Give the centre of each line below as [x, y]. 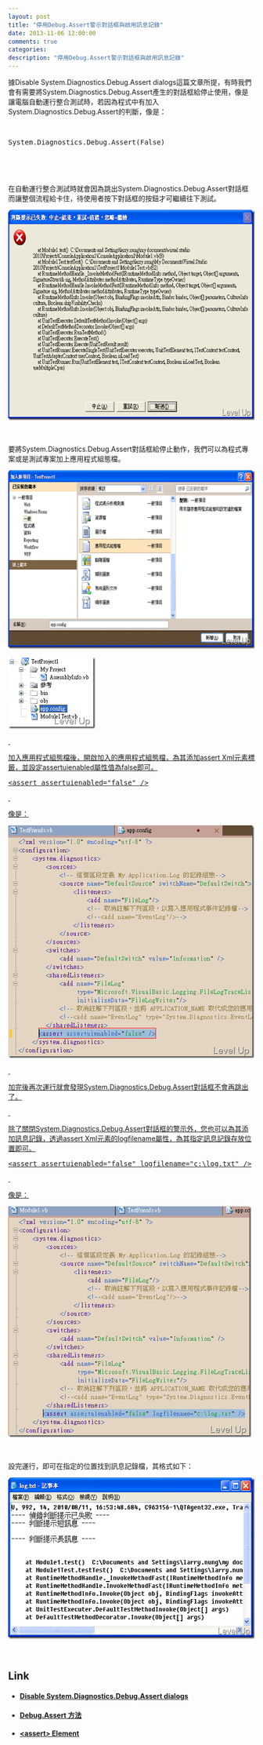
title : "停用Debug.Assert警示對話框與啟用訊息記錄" [86, 25]
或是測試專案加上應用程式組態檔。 [70, 459]
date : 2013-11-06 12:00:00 [52, 33]
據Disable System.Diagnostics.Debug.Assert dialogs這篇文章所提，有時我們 [130, 82]
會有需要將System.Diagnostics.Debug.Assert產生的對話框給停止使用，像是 [128, 92]
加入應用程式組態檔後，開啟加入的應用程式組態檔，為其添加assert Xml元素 [128, 758]
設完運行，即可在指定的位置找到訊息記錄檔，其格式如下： [101, 1466]
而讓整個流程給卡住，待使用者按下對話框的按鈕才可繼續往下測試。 [114, 199]
